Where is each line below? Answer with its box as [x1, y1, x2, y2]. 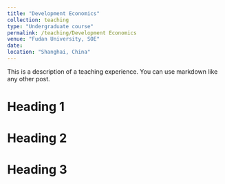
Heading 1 [7, 99, 65, 114]
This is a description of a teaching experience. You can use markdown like [7, 67, 218, 76]
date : [7, 42, 23, 49]
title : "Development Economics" [7, 10, 100, 17]
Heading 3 [7, 162, 67, 178]
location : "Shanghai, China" [7, 49, 91, 56]
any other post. [7, 74, 50, 83]
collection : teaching [7, 17, 69, 23]
